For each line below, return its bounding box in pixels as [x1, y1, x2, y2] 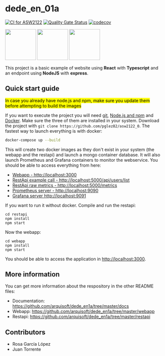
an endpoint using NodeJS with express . [5, 70, 89, 76]
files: [5, 288, 15, 294]
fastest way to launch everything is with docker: [5, 128, 102, 134]
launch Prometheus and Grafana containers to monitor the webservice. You [5, 157, 158, 163]
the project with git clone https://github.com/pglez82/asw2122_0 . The [5, 123, 150, 129]
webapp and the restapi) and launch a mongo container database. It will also [5, 151, 161, 158]
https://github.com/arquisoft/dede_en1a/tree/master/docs [12, 303, 129, 309]
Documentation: [12, 298, 45, 304]
